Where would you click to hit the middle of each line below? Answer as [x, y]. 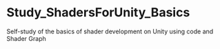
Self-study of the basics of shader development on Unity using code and [110, 31]
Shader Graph [26, 38]
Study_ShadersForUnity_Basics [98, 13]
